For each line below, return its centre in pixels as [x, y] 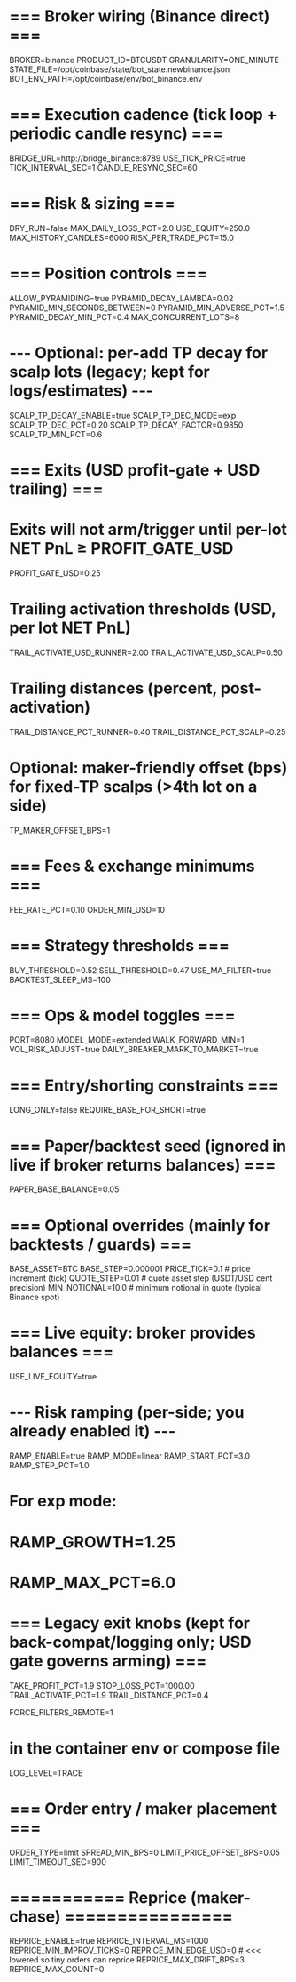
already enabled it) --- [93, 1431]
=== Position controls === [109, 274]
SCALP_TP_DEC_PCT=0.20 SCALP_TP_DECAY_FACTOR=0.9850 [126, 425]
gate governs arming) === [108, 1661]
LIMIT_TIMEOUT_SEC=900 [58, 1862]
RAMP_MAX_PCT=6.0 [93, 1582]
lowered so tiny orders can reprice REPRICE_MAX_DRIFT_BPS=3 [127, 1960]
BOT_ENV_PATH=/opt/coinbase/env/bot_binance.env [106, 78]
